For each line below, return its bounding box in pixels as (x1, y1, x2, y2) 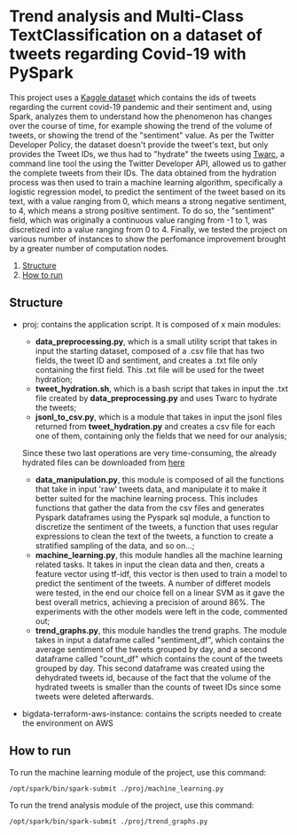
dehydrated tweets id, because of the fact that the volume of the (35, 672, 271, 682)
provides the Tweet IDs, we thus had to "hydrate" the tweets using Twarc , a (9, 148, 285, 159)
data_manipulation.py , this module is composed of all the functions (35, 474, 285, 484)
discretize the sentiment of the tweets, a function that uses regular (35, 521, 279, 532)
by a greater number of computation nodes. (9, 242, 169, 254)
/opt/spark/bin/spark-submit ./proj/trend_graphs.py (9, 816, 208, 826)
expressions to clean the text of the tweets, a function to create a (35, 531, 274, 541)
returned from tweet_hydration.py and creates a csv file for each (35, 421, 276, 431)
